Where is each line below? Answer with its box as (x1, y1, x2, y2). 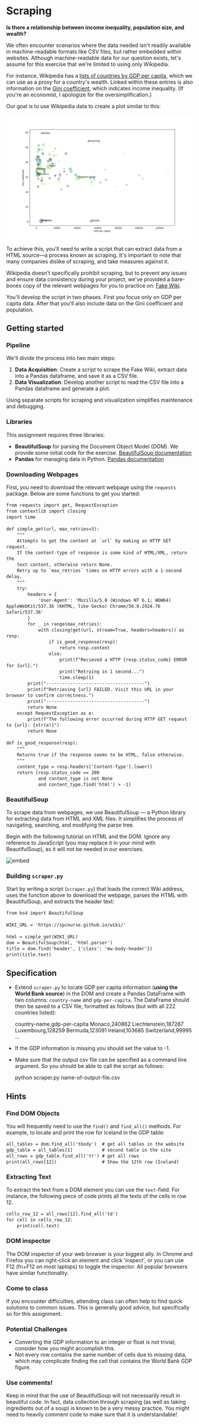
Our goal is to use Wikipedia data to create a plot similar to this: (6, 102, 161, 109)
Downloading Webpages (6, 470, 79, 478)
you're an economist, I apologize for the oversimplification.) (6, 91, 152, 98)
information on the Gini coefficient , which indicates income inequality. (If (6, 84, 184, 92)
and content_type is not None (37, 776, 113, 782)
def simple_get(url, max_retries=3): (6, 526, 100, 532)
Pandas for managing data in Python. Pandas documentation (14, 455, 165, 462)
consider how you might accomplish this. (14, 1345, 116, 1352)
